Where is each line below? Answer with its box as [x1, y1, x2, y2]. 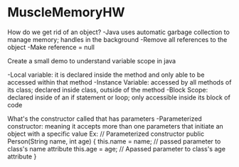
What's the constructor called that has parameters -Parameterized [7, 114, 203, 123]
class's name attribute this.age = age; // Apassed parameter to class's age [7, 144, 226, 153]
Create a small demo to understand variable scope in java [7, 56, 176, 65]
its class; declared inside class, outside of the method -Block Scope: [7, 85, 208, 94]
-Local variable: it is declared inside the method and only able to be [7, 70, 205, 79]
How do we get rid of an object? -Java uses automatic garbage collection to [7, 28, 230, 36]
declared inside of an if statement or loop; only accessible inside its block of [7, 93, 231, 102]
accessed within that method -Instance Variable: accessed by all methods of [7, 77, 232, 86]
